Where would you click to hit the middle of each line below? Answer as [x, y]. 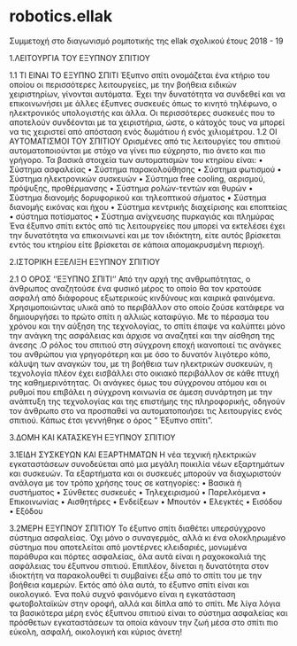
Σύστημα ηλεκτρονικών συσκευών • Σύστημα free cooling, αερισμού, [137, 178]
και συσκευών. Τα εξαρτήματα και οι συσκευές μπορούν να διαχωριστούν [145, 473]
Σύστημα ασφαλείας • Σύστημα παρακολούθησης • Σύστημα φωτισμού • [145, 169]
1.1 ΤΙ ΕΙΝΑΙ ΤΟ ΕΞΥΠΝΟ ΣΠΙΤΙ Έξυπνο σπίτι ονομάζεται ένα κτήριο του [140, 75]
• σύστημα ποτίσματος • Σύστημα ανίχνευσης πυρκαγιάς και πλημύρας [142, 216]
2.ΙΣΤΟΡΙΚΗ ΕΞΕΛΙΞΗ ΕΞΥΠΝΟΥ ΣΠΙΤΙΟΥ [85, 261]
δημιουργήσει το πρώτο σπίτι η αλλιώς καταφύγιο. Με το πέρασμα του [139, 316]
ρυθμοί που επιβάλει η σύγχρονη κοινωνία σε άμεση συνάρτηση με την [141, 392]
